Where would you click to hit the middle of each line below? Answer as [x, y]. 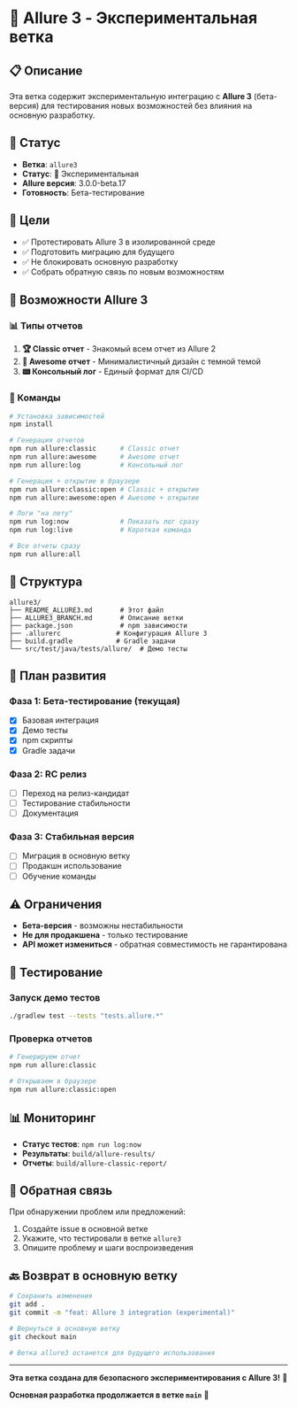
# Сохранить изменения [51, 1297]
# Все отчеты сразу [45, 546]
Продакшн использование [72, 866]
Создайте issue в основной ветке [85, 1229]
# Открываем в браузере [53, 1081]
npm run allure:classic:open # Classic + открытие [104, 489]
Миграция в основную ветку [76, 856]
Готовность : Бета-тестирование [83, 192]
